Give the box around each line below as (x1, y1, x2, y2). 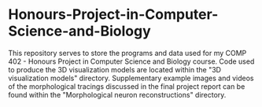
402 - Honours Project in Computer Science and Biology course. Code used (8, 57, 255, 66)
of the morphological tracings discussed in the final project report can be (8, 81, 245, 91)
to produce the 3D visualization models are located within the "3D (8, 65, 222, 74)
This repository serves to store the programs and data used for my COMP (8, 48, 247, 57)
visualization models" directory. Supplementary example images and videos (8, 73, 254, 83)
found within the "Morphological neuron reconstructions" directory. (8, 90, 227, 99)
